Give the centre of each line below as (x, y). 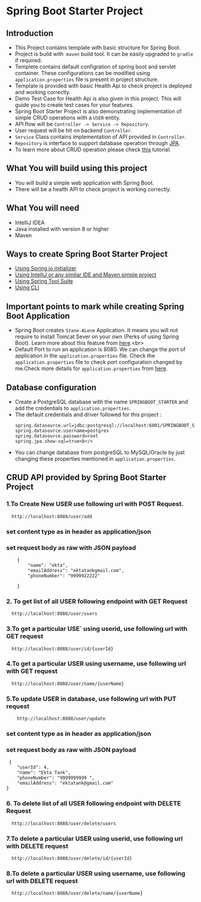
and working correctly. (42, 92)
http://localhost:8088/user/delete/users (64, 823)
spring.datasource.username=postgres (62, 431)
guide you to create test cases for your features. (74, 105)
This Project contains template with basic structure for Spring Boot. (98, 47)
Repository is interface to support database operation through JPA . (98, 143)
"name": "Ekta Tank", (44, 773)
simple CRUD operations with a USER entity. (68, 118)
